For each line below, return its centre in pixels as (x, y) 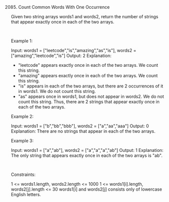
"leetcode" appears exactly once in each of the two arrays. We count (88, 65)
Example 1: (22, 41)
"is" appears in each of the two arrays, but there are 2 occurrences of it (91, 86)
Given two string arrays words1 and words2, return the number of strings (85, 16)
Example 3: (22, 141)
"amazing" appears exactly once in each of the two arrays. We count (88, 75)
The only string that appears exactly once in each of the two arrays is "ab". (87, 155)
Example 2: (22, 116)
